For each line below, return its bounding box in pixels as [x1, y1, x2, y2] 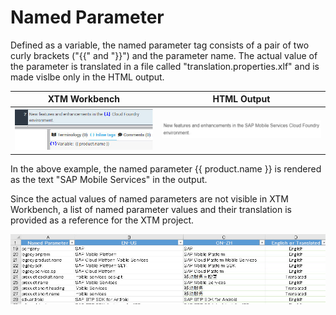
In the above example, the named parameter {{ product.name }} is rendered [10, 162, 322, 175]
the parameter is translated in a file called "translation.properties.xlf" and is [10, 60, 320, 72]
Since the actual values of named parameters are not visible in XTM [10, 192, 289, 205]
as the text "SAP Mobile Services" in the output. [10, 173, 208, 185]
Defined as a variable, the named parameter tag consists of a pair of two [10, 39, 310, 51]
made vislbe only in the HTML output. [10, 71, 165, 83]
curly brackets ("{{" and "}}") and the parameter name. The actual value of [10, 49, 318, 61]
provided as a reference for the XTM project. [10, 214, 195, 226]
